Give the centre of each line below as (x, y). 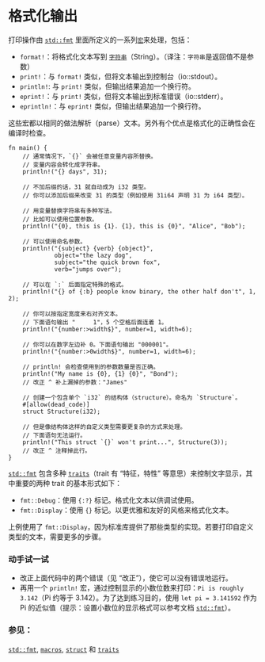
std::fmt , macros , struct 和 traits (64, 649)
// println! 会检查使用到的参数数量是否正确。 (91, 367)
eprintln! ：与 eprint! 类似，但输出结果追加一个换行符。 (112, 106)
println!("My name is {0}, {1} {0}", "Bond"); (100, 373)
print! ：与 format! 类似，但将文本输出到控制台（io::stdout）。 (121, 76)
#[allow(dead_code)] (56, 404)
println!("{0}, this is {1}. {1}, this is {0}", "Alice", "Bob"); (134, 226)
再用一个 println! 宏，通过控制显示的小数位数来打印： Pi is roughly (132, 588)
